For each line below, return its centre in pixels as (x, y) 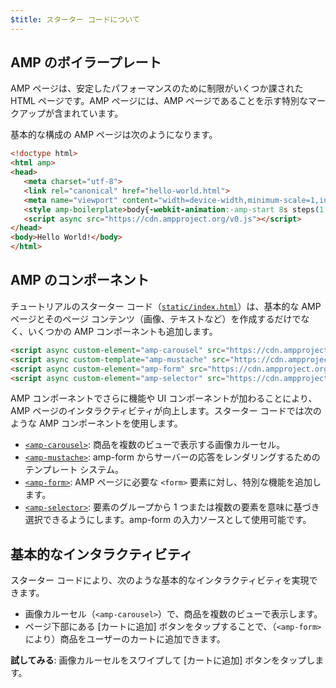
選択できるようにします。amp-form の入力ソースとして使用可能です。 (168, 520)
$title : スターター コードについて (75, 19)
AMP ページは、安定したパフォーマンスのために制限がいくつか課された (157, 88)
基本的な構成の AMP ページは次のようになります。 (114, 135)
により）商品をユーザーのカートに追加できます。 (125, 639)
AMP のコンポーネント (80, 280)
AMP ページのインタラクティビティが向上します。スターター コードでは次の (166, 411)
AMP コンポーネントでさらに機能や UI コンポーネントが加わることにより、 (164, 398)
